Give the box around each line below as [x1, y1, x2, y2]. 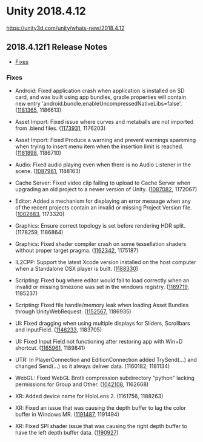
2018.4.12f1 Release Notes [6, 42, 108, 52]
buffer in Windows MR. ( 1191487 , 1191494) [15, 411, 119, 418]
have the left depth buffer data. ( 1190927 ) [15, 429, 119, 437]
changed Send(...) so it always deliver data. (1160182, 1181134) [15, 362, 170, 370]
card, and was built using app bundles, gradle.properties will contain [15, 93, 187, 101]
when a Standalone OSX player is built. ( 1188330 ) [15, 265, 138, 273]
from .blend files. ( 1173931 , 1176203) [15, 124, 106, 132]
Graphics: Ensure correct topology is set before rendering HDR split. [15, 222, 186, 229]
